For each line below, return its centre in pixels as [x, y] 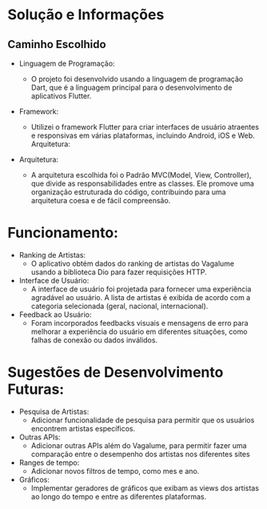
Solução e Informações [86, 15]
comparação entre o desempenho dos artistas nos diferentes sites [140, 454]
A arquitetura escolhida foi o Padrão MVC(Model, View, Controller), [141, 175]
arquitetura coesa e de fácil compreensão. [101, 200]
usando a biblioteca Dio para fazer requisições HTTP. [119, 272]
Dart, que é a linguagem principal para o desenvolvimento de [132, 87]
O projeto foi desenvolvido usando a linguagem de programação [137, 79]
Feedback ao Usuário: [55, 315]
